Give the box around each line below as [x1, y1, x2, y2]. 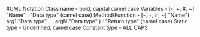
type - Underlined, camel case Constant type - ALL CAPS [6, 24, 148, 31]
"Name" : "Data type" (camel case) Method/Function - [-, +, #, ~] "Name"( [6, 11, 190, 18]
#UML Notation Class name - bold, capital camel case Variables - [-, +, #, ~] [6, 5, 195, 12]
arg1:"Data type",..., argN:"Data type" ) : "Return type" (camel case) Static [6, 18, 188, 24]
